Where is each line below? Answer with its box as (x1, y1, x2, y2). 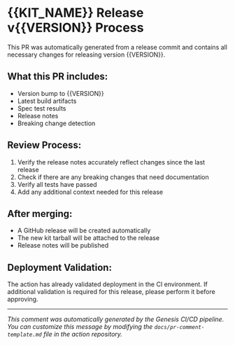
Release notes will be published (17, 241, 109, 250)
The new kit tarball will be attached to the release (17, 234, 159, 242)
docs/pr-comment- (154, 324, 205, 331)
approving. (7, 295, 38, 304)
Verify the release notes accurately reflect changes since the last (17, 157, 205, 166)
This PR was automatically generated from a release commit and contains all (7, 43, 227, 51)
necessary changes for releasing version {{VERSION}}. (7, 50, 166, 59)
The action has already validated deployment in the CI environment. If (7, 280, 208, 288)
